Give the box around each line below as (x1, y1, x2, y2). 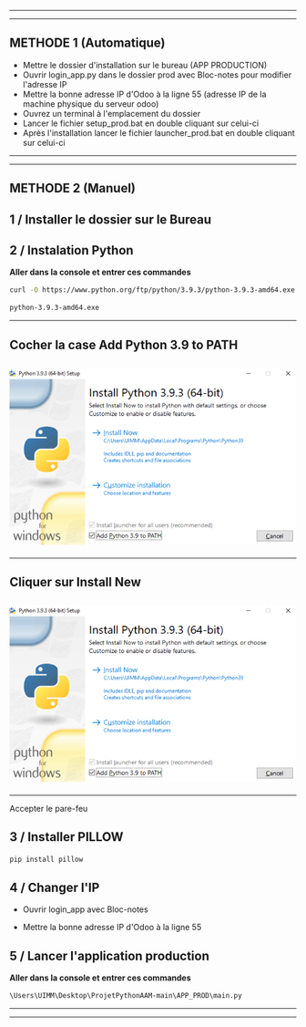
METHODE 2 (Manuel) (9, 181, 137, 196)
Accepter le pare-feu (9, 803, 88, 814)
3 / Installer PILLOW (9, 829, 124, 845)
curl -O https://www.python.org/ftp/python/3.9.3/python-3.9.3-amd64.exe (9, 285, 296, 295)
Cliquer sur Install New (9, 574, 141, 589)
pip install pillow (9, 855, 84, 864)
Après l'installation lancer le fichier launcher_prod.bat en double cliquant (22, 127, 295, 138)
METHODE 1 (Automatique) (9, 36, 166, 51)
